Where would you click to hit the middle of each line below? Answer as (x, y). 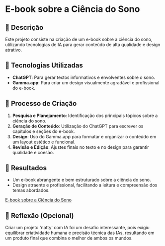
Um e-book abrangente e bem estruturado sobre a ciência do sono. (82, 180)
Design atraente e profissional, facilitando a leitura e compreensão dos (85, 185)
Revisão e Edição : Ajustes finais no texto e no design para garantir (81, 147)
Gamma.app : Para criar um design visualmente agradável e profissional (86, 82)
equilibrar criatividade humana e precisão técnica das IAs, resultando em (80, 233)
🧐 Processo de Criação (41, 103)
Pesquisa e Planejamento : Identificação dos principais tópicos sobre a (85, 116)
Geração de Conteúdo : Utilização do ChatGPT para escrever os (78, 126)
